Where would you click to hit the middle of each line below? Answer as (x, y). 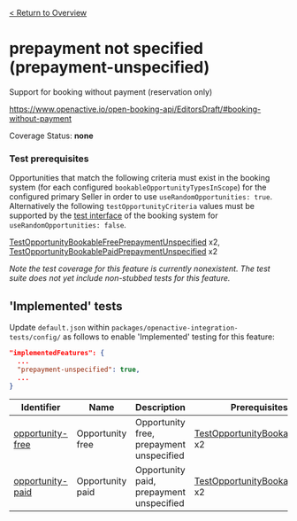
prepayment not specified (107, 49)
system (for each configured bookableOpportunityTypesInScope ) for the (138, 187)
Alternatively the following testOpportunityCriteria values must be (132, 206)
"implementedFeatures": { (57, 354)
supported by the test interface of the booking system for (114, 215)
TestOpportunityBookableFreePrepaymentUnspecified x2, (115, 242)
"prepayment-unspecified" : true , (79, 369)
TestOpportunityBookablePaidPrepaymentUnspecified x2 (114, 252)
